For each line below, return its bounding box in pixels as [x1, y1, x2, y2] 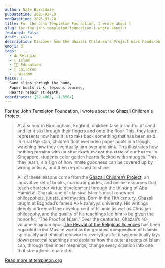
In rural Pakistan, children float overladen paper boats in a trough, [17, 139, 151, 145]
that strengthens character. [17, 248, 73, 254]
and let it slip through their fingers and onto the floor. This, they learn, [17, 128, 159, 134]
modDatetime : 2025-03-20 [5, 16, 56, 21]
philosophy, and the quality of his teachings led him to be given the [17, 211, 154, 217]
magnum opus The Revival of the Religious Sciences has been [33, 222, 161, 228]
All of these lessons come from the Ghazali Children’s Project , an [17, 174, 149, 180]
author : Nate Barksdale [5, 7, 54, 12]
